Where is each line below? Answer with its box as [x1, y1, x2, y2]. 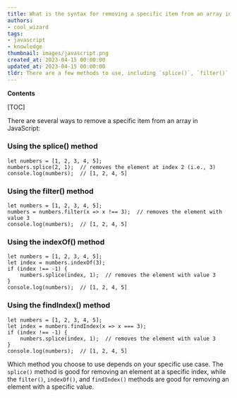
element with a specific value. [7, 382, 94, 391]
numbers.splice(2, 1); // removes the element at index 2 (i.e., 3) [7, 163, 217, 170]
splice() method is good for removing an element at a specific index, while [7, 367, 226, 375]
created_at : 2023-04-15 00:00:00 [7, 57, 106, 64]
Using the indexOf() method [7, 238, 105, 247]
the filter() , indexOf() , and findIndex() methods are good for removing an [7, 375, 229, 383]
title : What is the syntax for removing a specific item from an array [7, 10, 222, 18]
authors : [7, 17, 33, 24]
